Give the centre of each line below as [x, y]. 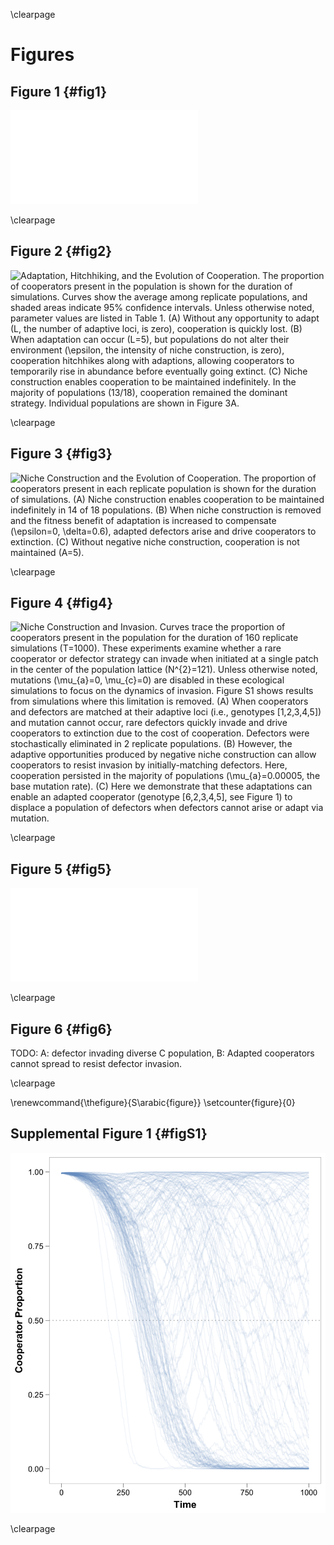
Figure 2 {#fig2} [61, 251]
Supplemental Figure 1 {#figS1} [109, 1134]
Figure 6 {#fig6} [61, 1029]
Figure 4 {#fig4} [62, 603]
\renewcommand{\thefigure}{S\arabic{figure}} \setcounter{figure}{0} [153, 1103]
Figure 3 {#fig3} [61, 454]
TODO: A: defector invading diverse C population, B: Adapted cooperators [162, 1053]
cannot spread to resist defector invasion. [96, 1064]
